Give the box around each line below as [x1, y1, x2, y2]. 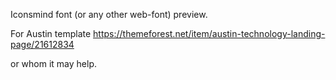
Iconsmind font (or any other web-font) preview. [10, 9, 208, 20]
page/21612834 [10, 39, 75, 50]
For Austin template [10, 28, 92, 39]
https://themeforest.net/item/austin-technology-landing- [93, 28, 326, 39]
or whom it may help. [10, 58, 98, 69]
